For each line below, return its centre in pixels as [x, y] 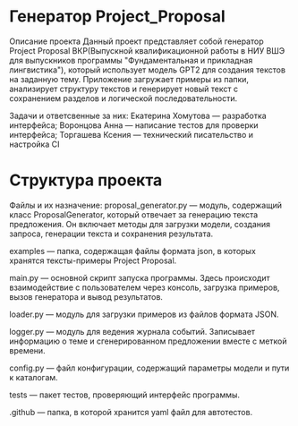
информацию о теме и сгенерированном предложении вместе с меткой [149, 341]
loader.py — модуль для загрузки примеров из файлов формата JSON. [144, 314]
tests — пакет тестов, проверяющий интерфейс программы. [124, 395]
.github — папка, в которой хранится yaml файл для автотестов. [131, 412]
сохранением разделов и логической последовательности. [123, 98]
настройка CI [34, 144]
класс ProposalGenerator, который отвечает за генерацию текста [134, 214]
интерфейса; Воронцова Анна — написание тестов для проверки [134, 125]
